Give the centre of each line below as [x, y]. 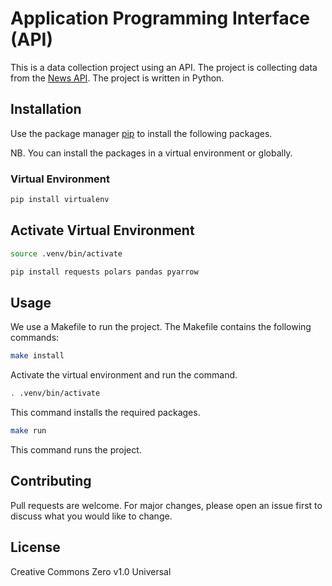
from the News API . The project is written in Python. [117, 78]
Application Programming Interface [160, 18]
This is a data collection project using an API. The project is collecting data [164, 67]
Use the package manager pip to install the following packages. [141, 133]
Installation [46, 109]
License [35, 547]
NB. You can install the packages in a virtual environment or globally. [151, 153]
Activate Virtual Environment [102, 230]
